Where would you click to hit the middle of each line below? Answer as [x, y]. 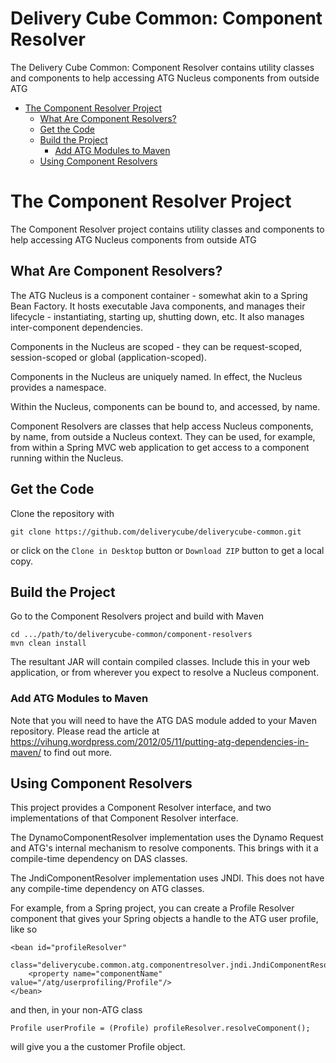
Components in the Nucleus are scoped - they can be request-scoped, [156, 346]
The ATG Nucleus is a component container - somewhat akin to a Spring [159, 295]
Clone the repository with [62, 513]
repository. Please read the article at [85, 731]
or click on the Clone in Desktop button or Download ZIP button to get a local [167, 550]
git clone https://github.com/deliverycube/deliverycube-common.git [156, 532]
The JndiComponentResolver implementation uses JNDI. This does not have [167, 878]
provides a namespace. [58, 387]
